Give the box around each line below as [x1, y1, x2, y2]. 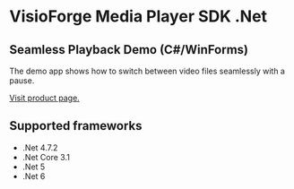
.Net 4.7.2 [22, 142, 58, 153]
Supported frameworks [9, 118, 143, 133]
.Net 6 [22, 170, 46, 181]
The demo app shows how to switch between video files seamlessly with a [9, 65, 285, 76]
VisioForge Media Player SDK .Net [9, 6, 267, 27]
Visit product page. [9, 92, 81, 103]
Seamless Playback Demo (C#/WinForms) [9, 42, 249, 57]
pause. [9, 75, 35, 86]
